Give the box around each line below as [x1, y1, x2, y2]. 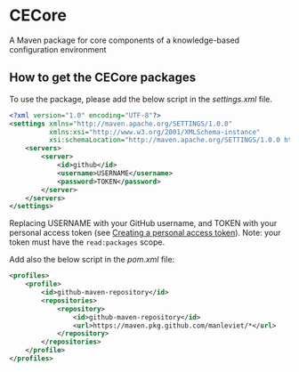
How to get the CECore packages [9, 70, 197, 85]
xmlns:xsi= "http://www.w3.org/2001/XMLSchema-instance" [48, 127, 261, 136]
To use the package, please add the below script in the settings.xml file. [9, 93, 273, 104]
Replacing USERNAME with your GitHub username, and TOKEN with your [9, 218, 278, 229]
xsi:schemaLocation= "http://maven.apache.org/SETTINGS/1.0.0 [48, 135, 280, 145]
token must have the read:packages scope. [9, 237, 166, 247]
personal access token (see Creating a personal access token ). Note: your [9, 228, 282, 239]
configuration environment [9, 44, 107, 54]
